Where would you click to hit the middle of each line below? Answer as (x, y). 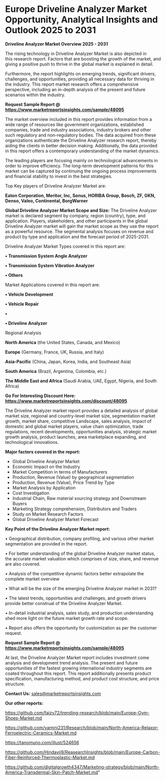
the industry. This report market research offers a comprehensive (72, 84)
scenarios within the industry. (35, 95)
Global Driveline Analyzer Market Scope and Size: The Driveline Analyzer (81, 210)
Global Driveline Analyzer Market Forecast (55, 519)
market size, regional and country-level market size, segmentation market (80, 416)
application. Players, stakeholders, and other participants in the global (76, 221)
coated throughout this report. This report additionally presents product (78, 673)
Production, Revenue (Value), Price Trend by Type (63, 482)
